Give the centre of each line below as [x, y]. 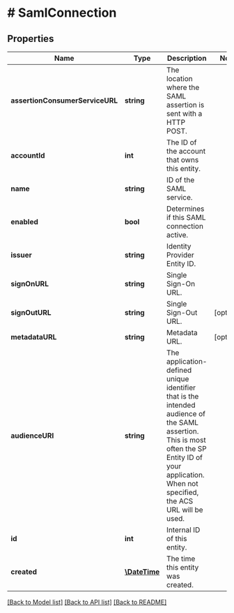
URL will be [185, 510]
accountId [28, 155]
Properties [31, 39]
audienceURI [32, 436]
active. [177, 235]
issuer [22, 255]
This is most [186, 440]
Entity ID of [185, 457]
